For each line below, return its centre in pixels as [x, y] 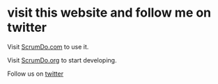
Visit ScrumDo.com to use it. [48, 47]
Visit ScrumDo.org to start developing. [62, 60]
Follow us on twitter [36, 74]
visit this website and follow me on [109, 13]
